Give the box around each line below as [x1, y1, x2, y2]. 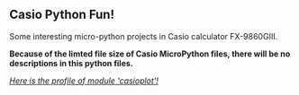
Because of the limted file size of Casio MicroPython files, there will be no [9, 48, 291, 59]
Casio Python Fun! [9, 7, 115, 22]
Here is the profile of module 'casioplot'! [9, 75, 159, 86]
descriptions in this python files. [9, 57, 133, 68]
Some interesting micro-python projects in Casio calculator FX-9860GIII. [9, 30, 278, 41]
